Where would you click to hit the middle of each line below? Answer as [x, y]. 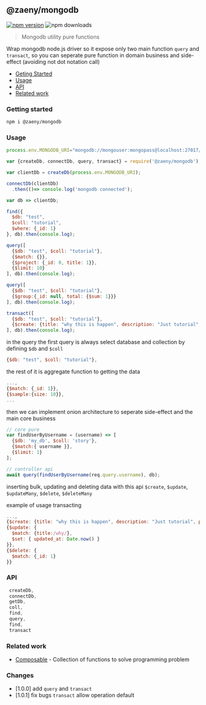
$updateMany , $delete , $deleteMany [49, 493]
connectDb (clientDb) [33, 184]
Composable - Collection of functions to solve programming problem [102, 659]
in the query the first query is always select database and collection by [96, 342]
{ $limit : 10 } [29, 268]
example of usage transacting [44, 505]
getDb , [17, 602]
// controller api [30, 469]
